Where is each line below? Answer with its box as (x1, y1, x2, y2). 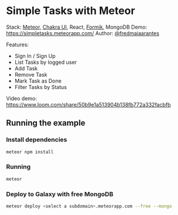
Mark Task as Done (14, 77, 62, 84)
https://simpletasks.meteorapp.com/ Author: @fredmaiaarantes (6, 29, 160, 36)
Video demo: (6, 95, 37, 102)
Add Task (14, 64, 38, 71)
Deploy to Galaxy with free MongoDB (6, 190, 113, 198)
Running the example (6, 118, 86, 128)
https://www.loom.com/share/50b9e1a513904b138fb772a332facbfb (6, 101, 172, 108)
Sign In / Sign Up (14, 52, 56, 59)
